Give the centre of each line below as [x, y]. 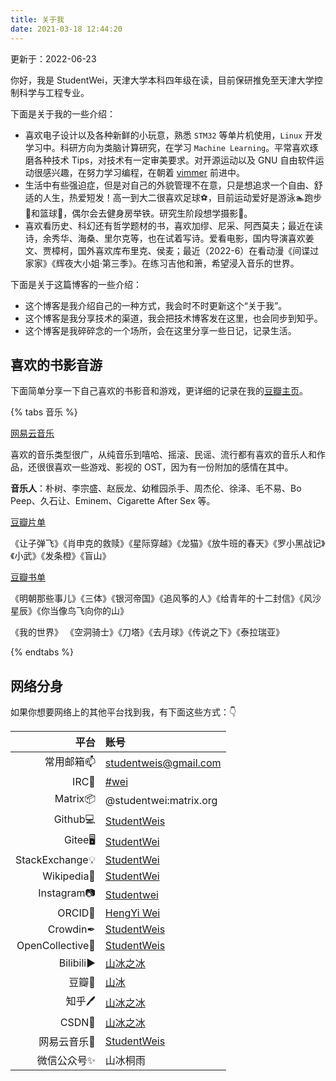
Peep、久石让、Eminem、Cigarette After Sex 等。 [113, 501]
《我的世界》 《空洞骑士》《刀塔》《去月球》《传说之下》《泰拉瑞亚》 [147, 632]
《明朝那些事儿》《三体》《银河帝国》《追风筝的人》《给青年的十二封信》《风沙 [166, 598]
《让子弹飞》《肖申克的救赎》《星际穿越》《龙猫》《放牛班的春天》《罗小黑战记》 [168, 543]
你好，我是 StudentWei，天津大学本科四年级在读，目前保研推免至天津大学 [162, 80]
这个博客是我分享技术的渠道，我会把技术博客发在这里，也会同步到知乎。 [173, 318]
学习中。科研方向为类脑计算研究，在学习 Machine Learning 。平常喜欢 [167, 147]
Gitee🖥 [79, 840]
